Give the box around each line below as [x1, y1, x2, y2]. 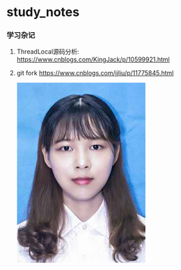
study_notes [6, 4, 80, 20]
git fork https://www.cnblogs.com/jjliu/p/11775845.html [16, 69, 174, 77]
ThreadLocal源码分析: [16, 47, 79, 56]
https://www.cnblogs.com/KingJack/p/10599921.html [16, 55, 170, 63]
